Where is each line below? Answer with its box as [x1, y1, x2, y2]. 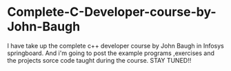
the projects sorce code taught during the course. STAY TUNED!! [7, 56, 192, 64]
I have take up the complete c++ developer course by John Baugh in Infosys [7, 41, 224, 50]
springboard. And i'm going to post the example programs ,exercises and [7, 49, 215, 57]
